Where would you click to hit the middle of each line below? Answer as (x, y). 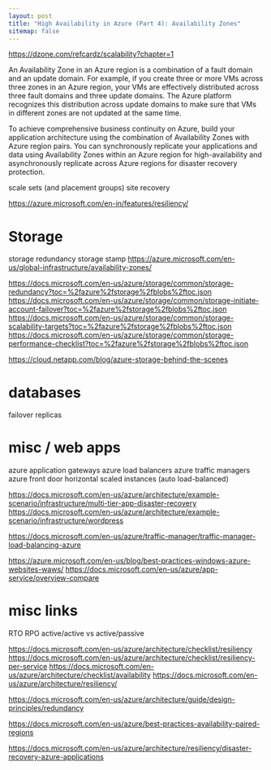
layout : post (30, 16)
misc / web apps (65, 448)
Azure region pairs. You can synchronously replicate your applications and (133, 146)
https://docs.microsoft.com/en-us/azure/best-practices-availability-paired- (134, 724)
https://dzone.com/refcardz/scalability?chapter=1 (91, 54)
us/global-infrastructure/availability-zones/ (80, 268)
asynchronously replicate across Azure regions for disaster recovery (123, 163)
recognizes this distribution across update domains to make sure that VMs (133, 104)
